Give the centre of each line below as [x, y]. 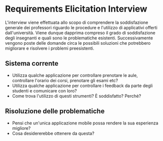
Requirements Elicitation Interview [76, 9]
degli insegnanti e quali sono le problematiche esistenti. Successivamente [79, 38]
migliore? [21, 128]
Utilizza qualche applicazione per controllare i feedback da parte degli [82, 86]
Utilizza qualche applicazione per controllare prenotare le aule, [75, 75]
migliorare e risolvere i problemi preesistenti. [50, 48]
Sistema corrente [32, 63]
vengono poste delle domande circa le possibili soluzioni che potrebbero [78, 43]
